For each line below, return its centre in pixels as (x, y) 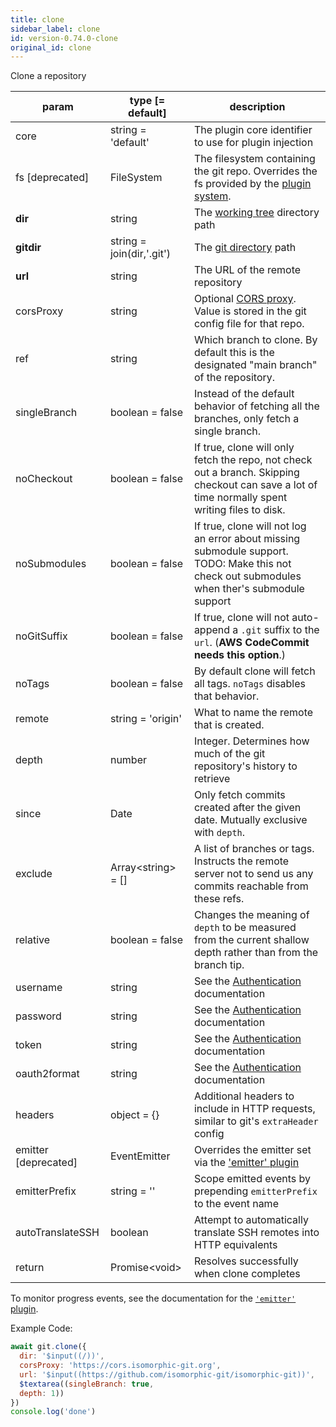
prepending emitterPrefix (255, 1191)
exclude (34, 874)
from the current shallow (251, 940)
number (128, 760)
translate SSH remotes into (256, 1233)
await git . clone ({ (48, 1347)
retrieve (212, 779)
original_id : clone (51, 47)
